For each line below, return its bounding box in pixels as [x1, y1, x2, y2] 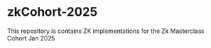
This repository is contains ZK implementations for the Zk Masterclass [7, 27, 205, 35]
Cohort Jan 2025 [7, 34, 55, 42]
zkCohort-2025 [7, 4, 98, 20]
